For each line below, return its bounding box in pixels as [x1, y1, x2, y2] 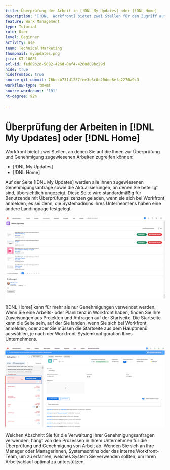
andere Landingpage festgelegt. [5, 206, 72, 212]
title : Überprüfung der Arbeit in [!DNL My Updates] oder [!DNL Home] [5, 8, 157, 13]
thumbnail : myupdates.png [5, 51, 60, 56]
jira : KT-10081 [5, 56, 37, 61]
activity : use [5, 40, 35, 46]
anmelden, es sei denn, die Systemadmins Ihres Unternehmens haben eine [5, 200, 161, 207]
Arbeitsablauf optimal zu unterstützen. [5, 458, 85, 465]
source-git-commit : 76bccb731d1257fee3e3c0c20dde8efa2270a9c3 [5, 77, 139, 83]
